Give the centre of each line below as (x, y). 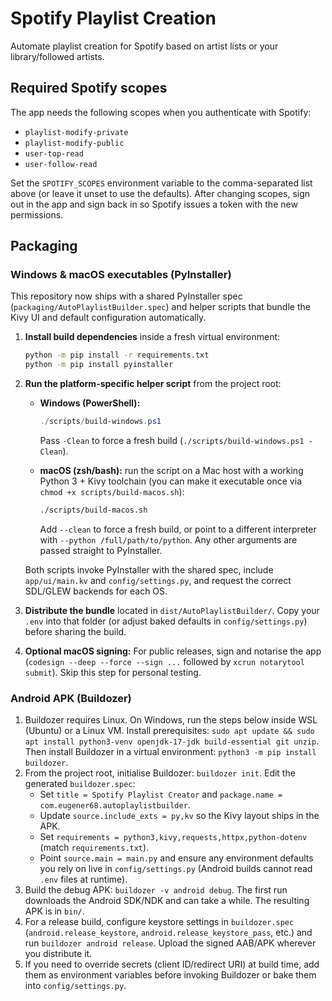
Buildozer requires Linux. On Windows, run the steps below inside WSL (171, 720)
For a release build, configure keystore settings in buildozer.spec (159, 922)
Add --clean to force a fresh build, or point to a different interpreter (178, 529)
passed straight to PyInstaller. (101, 550)
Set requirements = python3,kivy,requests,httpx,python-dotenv (173, 837)
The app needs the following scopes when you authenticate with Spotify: (161, 112)
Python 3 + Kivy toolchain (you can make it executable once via (170, 481)
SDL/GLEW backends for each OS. (96, 591)
